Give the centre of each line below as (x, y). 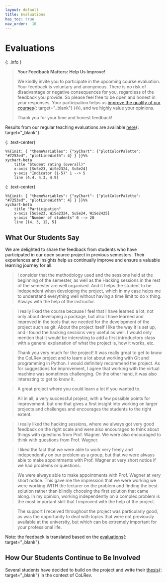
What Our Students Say (42, 237)
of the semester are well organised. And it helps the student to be (84, 286)
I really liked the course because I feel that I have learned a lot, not (85, 311)
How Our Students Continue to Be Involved (73, 558)
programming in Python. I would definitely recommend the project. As (88, 363)
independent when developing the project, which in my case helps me (89, 291)
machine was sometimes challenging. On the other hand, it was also (87, 374)
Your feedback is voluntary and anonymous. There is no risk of (82, 87)
